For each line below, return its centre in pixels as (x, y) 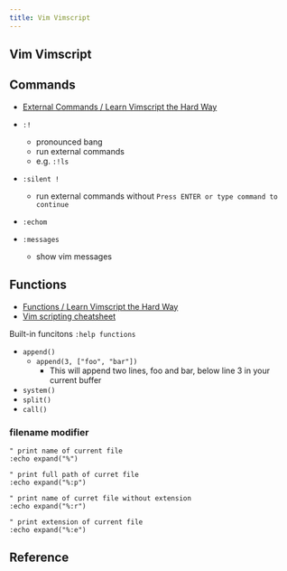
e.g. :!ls (52, 161)
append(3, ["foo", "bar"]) (87, 361)
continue (52, 204)
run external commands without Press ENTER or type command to (157, 196)
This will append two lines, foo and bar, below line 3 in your (160, 370)
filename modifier (49, 432)
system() (39, 390)
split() (37, 400)
